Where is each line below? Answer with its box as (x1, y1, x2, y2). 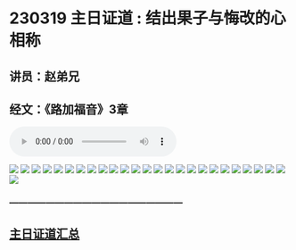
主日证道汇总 (9, 226, 80, 241)
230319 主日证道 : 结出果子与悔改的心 (9, 8, 287, 29)
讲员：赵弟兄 (9, 69, 80, 84)
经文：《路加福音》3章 (9, 102, 129, 117)
